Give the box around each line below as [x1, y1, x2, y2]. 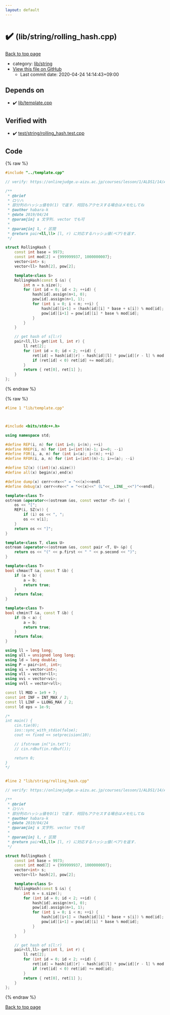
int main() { [5, 718, 33, 723]
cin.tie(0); [14, 723, 39, 728]
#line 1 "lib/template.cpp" [5, 406, 65, 411]
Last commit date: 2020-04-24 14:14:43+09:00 [20, 71, 119, 77]
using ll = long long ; [5, 648, 53, 653]
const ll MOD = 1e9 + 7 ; [5, 690, 58, 695]
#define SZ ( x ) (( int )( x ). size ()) [5, 466, 76, 471]
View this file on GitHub [12, 66, 62, 72]
